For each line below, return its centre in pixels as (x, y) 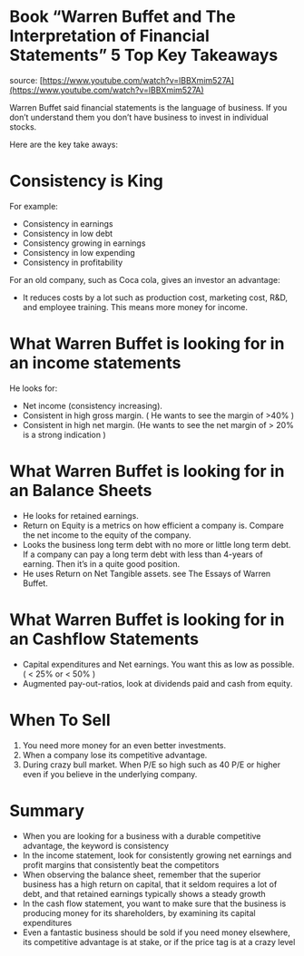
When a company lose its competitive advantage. (115, 755)
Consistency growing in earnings (84, 243)
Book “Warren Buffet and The (123, 17)
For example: (34, 206)
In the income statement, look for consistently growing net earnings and (157, 855)
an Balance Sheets (81, 491)
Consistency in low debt (68, 233)
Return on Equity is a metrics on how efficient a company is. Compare (153, 525)
